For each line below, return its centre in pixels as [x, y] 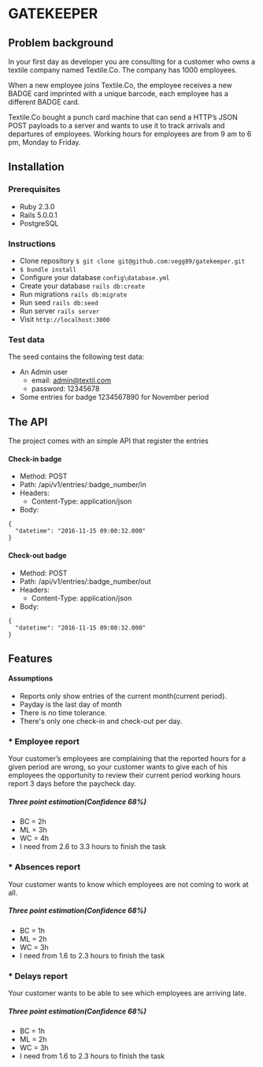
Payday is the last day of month [70, 704]
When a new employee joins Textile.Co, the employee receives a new [120, 85]
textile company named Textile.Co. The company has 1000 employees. [123, 70]
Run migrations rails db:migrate [73, 294]
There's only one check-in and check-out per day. [101, 722]
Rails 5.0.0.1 [38, 215]
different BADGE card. [44, 102]
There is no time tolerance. [63, 713]
